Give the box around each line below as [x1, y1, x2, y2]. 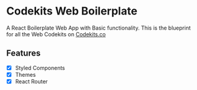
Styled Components [15, 64, 66, 71]
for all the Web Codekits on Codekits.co [6, 30, 106, 37]
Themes [15, 71, 36, 78]
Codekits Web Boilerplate [6, 4, 138, 18]
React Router [15, 77, 48, 85]
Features [6, 48, 41, 59]
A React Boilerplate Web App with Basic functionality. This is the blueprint [6, 24, 191, 31]
